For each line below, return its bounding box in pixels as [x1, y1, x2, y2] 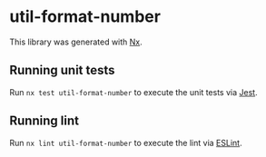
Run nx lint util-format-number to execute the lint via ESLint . [9, 137, 242, 148]
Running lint [9, 113, 80, 129]
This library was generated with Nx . [9, 36, 143, 47]
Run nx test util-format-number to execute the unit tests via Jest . [9, 86, 258, 97]
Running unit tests [9, 63, 115, 78]
